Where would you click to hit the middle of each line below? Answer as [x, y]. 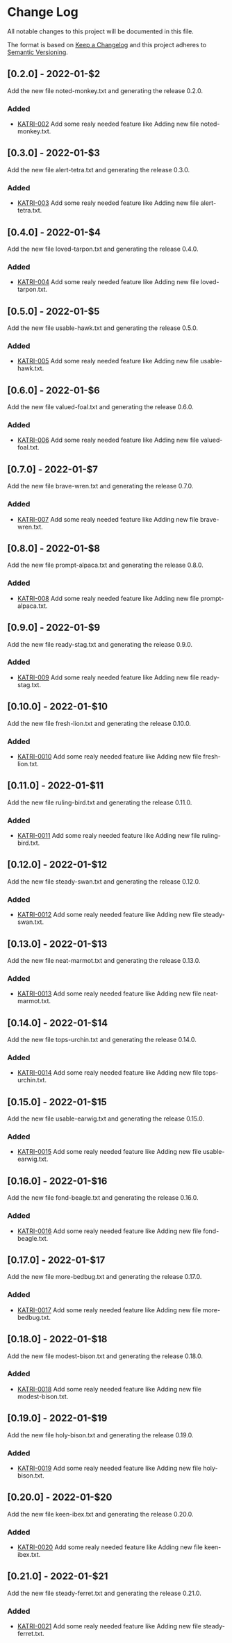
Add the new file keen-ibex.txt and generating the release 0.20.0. [100, 1514]
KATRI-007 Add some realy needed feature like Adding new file [108, 519]
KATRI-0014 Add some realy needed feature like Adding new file [109, 1073]
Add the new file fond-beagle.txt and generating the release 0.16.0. [103, 1198]
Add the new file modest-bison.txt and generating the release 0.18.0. [105, 1356]
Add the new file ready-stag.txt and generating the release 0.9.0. [100, 644]
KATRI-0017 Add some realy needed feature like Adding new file [109, 1310]
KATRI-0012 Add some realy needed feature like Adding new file [109, 915]
